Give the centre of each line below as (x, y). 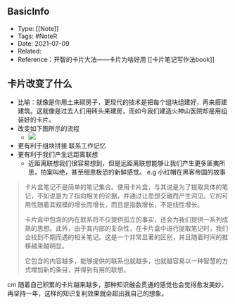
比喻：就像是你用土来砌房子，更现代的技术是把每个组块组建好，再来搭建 (122, 102)
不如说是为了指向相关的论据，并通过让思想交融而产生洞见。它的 (129, 196)
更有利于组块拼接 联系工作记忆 (62, 145)
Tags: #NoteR (37, 36)
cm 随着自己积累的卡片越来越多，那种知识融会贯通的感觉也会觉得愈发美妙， (118, 284)
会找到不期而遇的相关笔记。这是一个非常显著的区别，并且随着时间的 (123, 237)
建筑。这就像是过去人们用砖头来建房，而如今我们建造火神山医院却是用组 (122, 110)
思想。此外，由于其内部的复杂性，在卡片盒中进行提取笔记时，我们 (133, 228)
